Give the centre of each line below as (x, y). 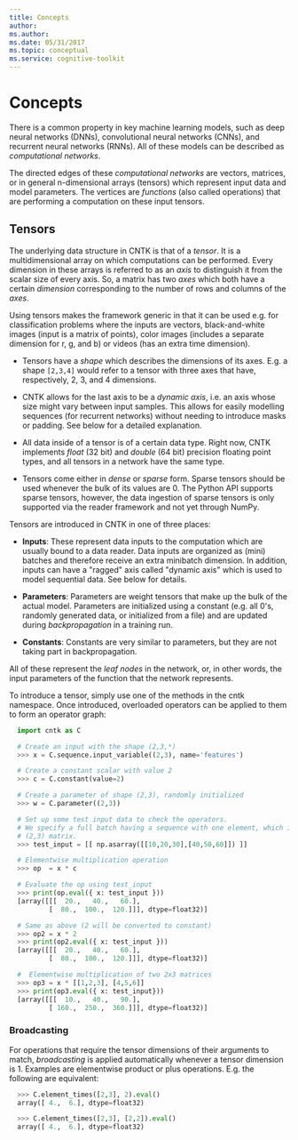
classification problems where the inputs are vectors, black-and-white (137, 325)
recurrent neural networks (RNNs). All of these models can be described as (147, 146)
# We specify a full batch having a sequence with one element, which (150, 828)
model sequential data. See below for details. (105, 579)
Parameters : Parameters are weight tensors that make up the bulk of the (155, 596)
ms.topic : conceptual (49, 51)
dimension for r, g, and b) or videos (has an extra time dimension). (130, 343)
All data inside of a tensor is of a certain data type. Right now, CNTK (146, 442)
